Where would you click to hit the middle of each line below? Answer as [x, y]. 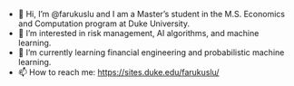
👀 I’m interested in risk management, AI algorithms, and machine [138, 33]
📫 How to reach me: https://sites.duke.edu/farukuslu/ [118, 72]
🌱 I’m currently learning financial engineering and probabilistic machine [151, 53]
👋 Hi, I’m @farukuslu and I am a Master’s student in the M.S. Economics [152, 14]
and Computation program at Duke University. [104, 24]
